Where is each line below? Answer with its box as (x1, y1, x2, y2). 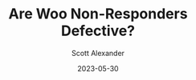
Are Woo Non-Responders (8, 5, 188, 23)
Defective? (60, 22, 136, 40)
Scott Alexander (71, 48, 125, 58)
